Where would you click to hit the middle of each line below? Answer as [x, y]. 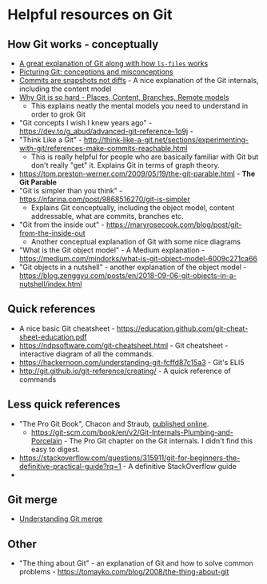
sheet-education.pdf [53, 336]
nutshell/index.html [50, 284]
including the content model [65, 89]
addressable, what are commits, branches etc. [108, 216]
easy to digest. [56, 449]
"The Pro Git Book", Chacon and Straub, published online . [114, 423]
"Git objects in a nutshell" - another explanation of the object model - [133, 267]
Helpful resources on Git [90, 15]
